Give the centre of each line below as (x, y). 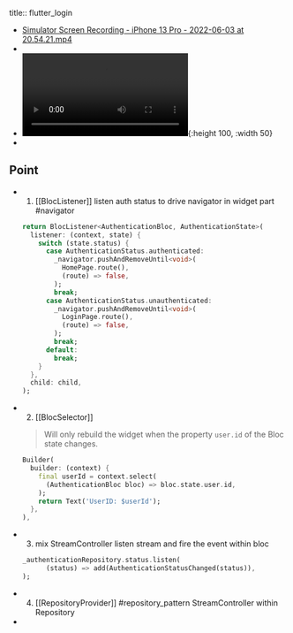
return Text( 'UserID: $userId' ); (100, 501)
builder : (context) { (70, 469)
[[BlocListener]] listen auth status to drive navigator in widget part (155, 201)
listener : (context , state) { (86, 235)
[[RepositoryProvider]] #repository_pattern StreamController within (156, 602)
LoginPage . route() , (98, 317)
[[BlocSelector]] (64, 417)
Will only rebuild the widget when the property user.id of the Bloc (164, 435)
